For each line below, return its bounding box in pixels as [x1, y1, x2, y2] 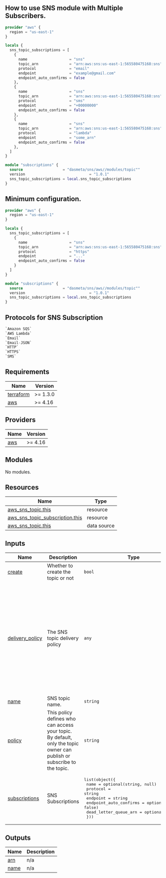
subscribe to [46, 759, 77, 765]
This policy [46, 709, 73, 716]
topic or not [46, 575, 74, 582]
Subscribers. [5, 12, 46, 20]
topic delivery [46, 635, 79, 642]
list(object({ [83, 777, 116, 782]
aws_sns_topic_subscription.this [7, 514, 83, 521]
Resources [5, 483, 39, 491]
